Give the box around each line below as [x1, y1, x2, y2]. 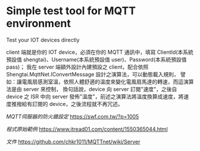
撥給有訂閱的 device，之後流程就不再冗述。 [16, 100, 123, 107]
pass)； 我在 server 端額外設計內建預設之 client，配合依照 [6, 63, 149, 70]
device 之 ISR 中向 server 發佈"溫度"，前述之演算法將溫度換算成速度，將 [6, 93, 184, 100]
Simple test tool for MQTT [6, 4, 136, 18]
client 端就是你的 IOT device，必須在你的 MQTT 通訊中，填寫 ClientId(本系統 [6, 49, 193, 56]
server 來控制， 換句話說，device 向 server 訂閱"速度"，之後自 [23, 85, 177, 92]
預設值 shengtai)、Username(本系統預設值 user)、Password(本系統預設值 [6, 56, 187, 63]
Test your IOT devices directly [6, 36, 80, 43]
